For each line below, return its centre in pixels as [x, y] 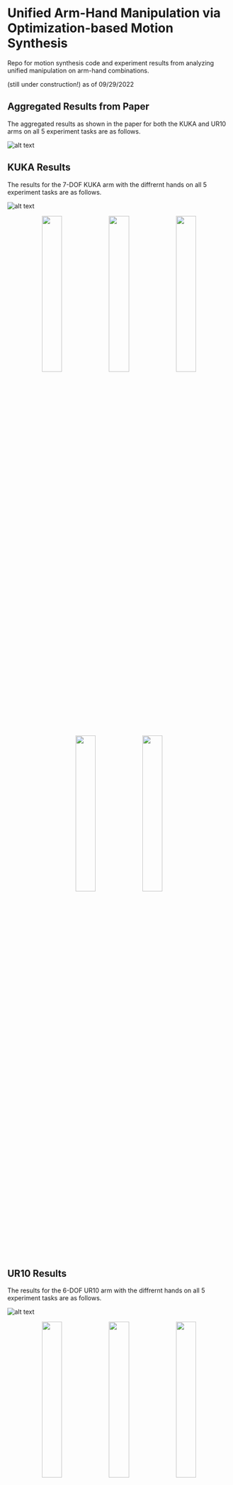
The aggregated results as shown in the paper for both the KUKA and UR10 [117, 124]
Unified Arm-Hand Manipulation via [114, 13]
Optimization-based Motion [90, 28]
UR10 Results [37, 1273]
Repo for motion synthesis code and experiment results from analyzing [111, 63]
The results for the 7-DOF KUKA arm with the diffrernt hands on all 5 [107, 184]
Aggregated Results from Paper [79, 107]
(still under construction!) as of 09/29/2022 [71, 84]
